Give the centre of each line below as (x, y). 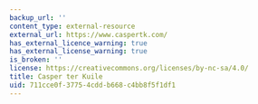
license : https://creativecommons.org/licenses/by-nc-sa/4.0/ (129, 69)
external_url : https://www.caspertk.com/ (89, 34)
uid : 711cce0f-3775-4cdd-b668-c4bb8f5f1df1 (93, 85)
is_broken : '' (36, 60)
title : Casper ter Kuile (56, 77)
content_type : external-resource (72, 26)
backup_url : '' (38, 18)
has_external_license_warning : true (78, 52)
